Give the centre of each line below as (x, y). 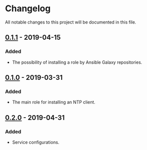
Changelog (28, 9)
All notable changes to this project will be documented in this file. (71, 22)
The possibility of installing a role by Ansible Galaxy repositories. (77, 62)
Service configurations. (36, 142)
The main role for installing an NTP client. (54, 102)
